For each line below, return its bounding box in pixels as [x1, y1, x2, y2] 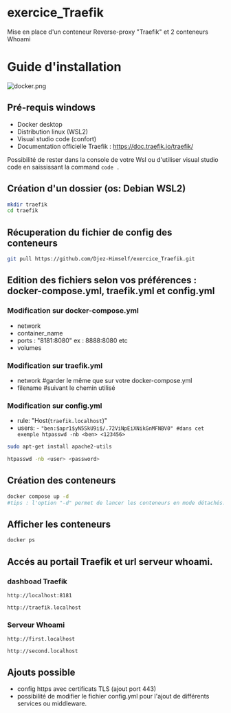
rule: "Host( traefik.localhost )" [16, 417, 108, 425]
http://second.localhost [7, 648, 78, 655]
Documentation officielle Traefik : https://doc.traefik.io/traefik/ [16, 142, 194, 150]
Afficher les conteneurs [7, 518, 111, 530]
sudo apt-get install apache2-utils [7, 443, 112, 451]
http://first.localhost [7, 636, 76, 643]
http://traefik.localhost [7, 604, 81, 611]
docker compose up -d [7, 493, 69, 500]
